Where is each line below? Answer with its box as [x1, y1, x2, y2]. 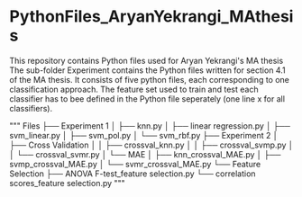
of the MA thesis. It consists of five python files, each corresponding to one [9, 74, 290, 85]
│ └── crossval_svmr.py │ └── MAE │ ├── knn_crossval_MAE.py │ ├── [9, 148, 281, 159]
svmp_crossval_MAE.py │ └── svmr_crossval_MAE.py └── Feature [9, 158, 261, 169]
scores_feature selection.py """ [9, 177, 126, 188]
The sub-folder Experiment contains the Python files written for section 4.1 [9, 65, 286, 76]
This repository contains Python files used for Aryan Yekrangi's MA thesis [9, 55, 284, 66]
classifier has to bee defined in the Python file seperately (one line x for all [9, 93, 286, 104]
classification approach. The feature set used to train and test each [9, 84, 259, 94]
